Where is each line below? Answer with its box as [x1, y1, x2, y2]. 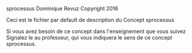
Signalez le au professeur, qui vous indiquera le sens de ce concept [6, 34, 173, 41]
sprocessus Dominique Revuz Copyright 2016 [6, 5, 118, 12]
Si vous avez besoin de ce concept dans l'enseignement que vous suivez [6, 28, 186, 35]
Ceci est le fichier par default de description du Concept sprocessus [6, 16, 175, 23]
